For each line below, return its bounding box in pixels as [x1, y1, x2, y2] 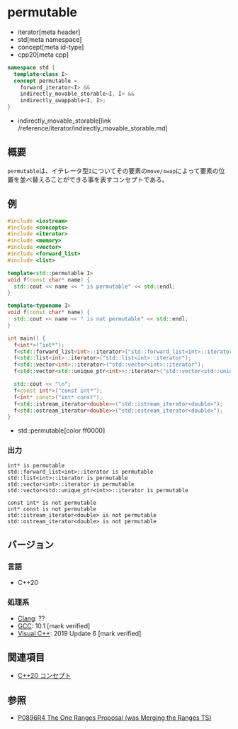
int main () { [7, 335, 46, 342]
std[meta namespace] [17, 35, 82, 43]
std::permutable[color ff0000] [17, 426, 106, 435]
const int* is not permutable [7, 499, 97, 506]
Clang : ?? [17, 614, 45, 623]
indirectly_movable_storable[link [17, 116, 112, 125]
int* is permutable [7, 462, 65, 469]
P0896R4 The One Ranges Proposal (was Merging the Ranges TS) [17, 713, 212, 722]
